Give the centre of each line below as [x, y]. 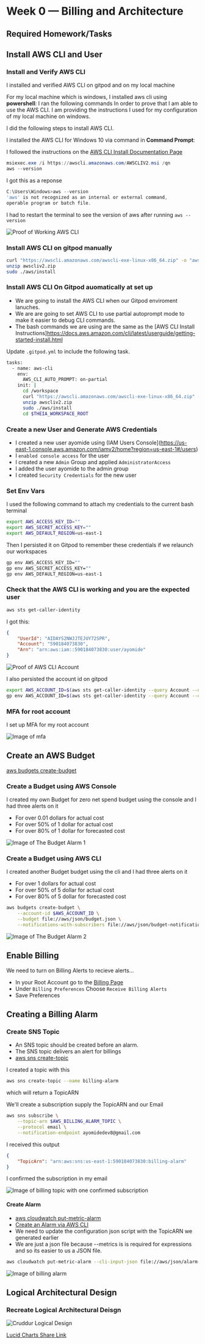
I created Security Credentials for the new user [76, 475]
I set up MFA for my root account [48, 725]
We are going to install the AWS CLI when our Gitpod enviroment [96, 300]
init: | [27, 385]
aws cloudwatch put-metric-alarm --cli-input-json [72, 1262]
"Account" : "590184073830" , [53, 644]
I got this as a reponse [34, 181]
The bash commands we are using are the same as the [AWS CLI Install [105, 326]
